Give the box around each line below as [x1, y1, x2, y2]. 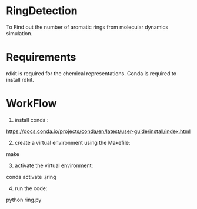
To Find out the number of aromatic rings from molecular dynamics [6, 24, 169, 31]
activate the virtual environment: [14, 162, 94, 169]
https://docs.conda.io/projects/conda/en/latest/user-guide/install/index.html [6, 128, 191, 135]
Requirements [6, 51, 76, 64]
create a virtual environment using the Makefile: [14, 139, 131, 146]
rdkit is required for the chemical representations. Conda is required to [6, 69, 177, 77]
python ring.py [6, 196, 42, 203]
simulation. [6, 29, 33, 37]
